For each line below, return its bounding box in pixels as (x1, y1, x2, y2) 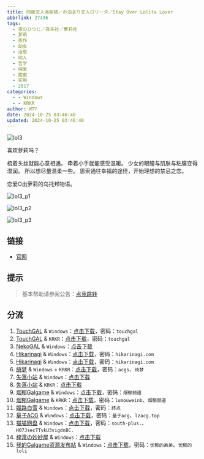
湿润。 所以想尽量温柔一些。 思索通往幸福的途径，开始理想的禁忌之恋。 (7, 167, 187, 175)
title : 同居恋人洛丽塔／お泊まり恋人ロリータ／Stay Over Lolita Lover (7, 9, 173, 15)
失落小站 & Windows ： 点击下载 (15, 373, 91, 381)
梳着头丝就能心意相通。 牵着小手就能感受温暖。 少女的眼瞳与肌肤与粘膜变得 (7, 160, 198, 167)
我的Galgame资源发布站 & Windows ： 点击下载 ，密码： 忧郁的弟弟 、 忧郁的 (15, 441, 192, 448)
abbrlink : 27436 (7, 15, 48, 21)
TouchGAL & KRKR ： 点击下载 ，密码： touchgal (15, 335, 130, 342)
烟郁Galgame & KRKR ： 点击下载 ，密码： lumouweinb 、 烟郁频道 (15, 396, 167, 403)
